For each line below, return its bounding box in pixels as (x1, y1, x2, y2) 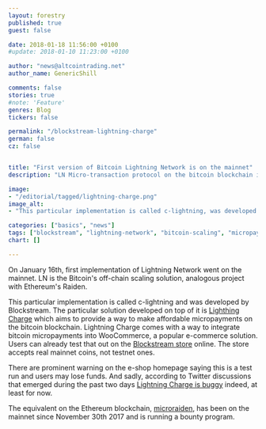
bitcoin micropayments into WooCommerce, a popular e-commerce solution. (8, 330, 258, 340)
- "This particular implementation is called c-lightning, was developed (8, 207, 257, 215)
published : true (8, 19, 62, 27)
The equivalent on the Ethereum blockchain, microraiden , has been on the (8, 403, 249, 412)
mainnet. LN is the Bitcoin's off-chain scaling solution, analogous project (8, 273, 245, 283)
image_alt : (8, 199, 44, 208)
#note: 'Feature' (8, 98, 66, 107)
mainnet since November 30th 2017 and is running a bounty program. (8, 412, 235, 421)
